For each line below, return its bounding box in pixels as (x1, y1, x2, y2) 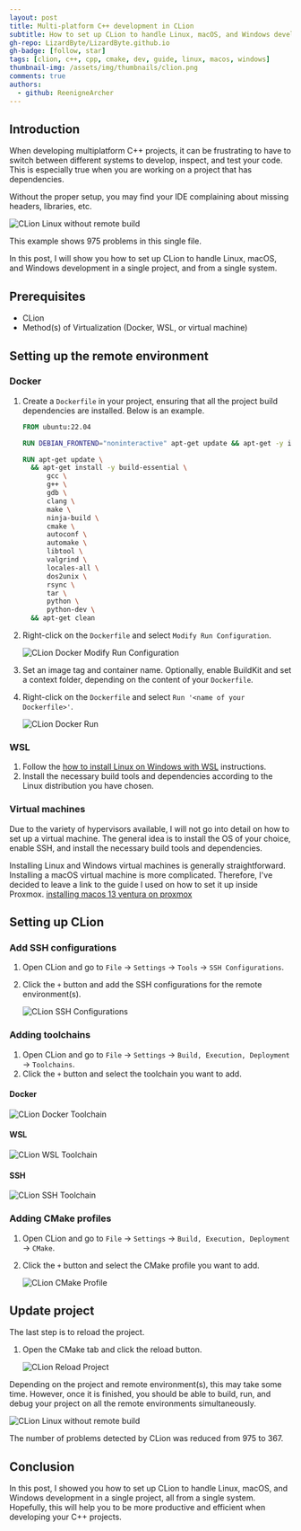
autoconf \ (46, 530, 88, 539)
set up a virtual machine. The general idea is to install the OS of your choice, (9, 833, 291, 844)
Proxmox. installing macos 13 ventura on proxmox (9, 889, 193, 899)
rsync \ (46, 580, 75, 589)
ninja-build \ (46, 513, 99, 522)
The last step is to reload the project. (9, 1327, 145, 1338)
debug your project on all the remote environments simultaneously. (9, 1398, 257, 1409)
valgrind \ (46, 555, 88, 564)
